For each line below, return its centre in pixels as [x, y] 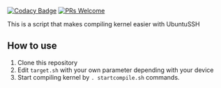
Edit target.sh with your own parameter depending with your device [115, 70]
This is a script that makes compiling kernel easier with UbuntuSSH [104, 24]
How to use [32, 46]
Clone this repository [47, 62]
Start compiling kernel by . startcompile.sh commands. [98, 77]
